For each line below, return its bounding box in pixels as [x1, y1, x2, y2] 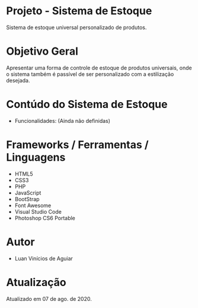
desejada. [6, 77, 31, 84]
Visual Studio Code [14, 208, 62, 215]
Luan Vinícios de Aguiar [14, 255, 73, 262]
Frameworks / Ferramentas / [6, 138, 149, 151]
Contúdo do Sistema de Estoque [6, 98, 168, 111]
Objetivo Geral [6, 45, 78, 58]
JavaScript [14, 189, 41, 196]
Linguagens [6, 151, 66, 164]
